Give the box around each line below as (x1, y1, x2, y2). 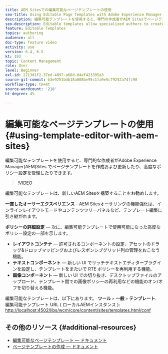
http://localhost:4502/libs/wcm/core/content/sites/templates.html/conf (5, 307, 151, 313)
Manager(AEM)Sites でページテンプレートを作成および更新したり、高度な (5, 164, 157, 170)
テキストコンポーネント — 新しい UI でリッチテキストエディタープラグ (12, 260, 157, 266)
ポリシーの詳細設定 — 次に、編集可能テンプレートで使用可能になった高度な (5, 224, 161, 230)
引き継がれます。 (5, 213, 40, 219)
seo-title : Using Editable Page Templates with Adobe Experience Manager (5, 12, 162, 17)
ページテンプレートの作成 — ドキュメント (12, 343, 98, 349)
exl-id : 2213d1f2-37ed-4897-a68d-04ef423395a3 (5, 73, 104, 78)
